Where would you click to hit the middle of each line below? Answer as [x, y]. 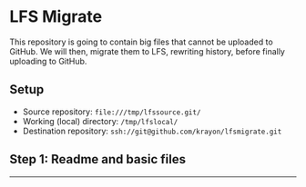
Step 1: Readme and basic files [98, 159]
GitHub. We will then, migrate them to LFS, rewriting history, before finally [147, 51]
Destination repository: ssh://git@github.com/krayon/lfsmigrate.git [152, 131]
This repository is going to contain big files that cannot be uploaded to [141, 42]
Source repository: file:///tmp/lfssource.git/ [112, 112]
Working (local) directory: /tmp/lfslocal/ [100, 121]
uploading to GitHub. [48, 61]
